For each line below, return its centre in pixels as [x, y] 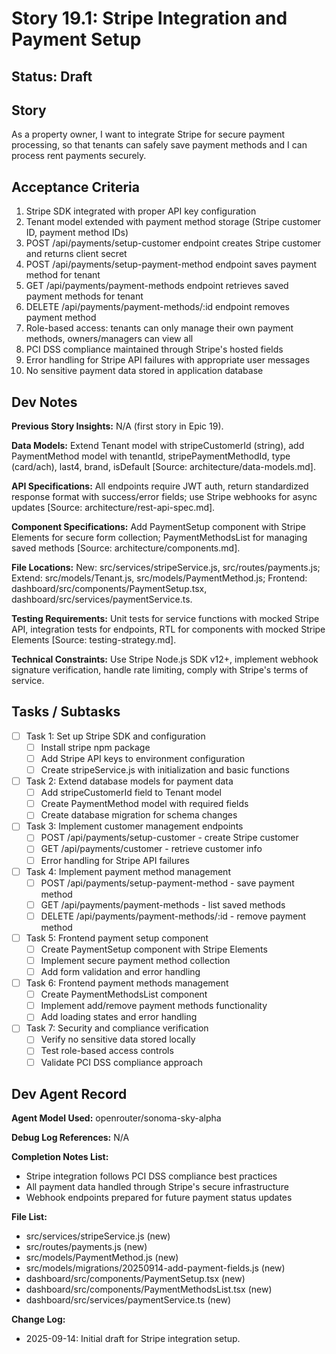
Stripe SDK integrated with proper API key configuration [141, 211]
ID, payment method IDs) [77, 233]
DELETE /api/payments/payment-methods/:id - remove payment [173, 916]
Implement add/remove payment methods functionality [154, 1006]
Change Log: [38, 1319]
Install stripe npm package [95, 747]
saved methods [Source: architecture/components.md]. [126, 548]
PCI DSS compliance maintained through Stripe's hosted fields [154, 349]
